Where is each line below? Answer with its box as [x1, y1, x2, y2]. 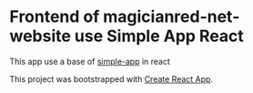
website [9, 26, 71, 46]
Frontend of [9, 6, 100, 27]
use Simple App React [74, 26, 244, 46]
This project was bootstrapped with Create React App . [9, 73, 214, 84]
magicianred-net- [103, 6, 240, 27]
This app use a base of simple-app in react [9, 56, 171, 67]
